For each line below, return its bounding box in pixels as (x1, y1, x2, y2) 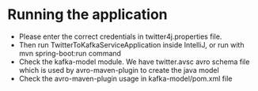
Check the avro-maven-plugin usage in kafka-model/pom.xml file (18, 74, 233, 83)
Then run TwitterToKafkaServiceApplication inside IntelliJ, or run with (18, 40, 245, 49)
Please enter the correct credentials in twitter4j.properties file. (18, 32, 222, 41)
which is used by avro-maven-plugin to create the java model (18, 65, 219, 74)
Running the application (7, 6, 168, 24)
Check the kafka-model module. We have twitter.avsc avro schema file (18, 57, 250, 66)
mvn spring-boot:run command (18, 48, 122, 58)
